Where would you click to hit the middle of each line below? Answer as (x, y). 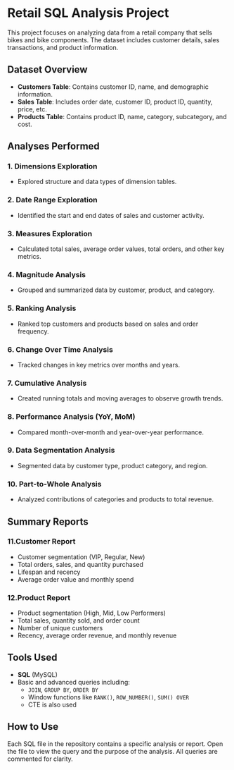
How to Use (33, 727)
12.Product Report (39, 597)
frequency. (33, 331)
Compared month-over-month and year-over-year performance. (110, 432)
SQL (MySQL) (38, 674)
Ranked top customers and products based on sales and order (108, 324)
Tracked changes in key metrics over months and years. (99, 365)
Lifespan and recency (49, 572)
